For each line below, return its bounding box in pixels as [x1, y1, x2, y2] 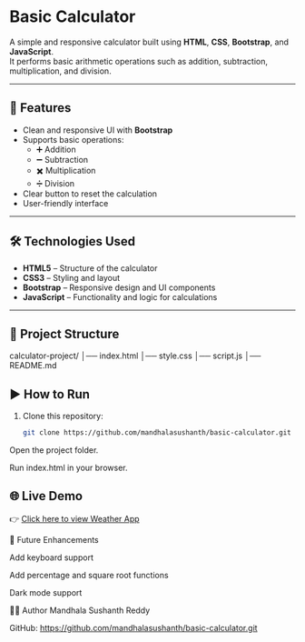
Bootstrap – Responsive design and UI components [22, 282, 216, 293]
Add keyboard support [9, 552, 93, 563]
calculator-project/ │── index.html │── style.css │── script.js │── [9, 350, 261, 361]
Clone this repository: [22, 411, 103, 422]
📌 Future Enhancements [9, 534, 99, 545]
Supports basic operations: [22, 134, 124, 145]
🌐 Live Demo [9, 488, 84, 504]
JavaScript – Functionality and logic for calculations [22, 291, 218, 302]
